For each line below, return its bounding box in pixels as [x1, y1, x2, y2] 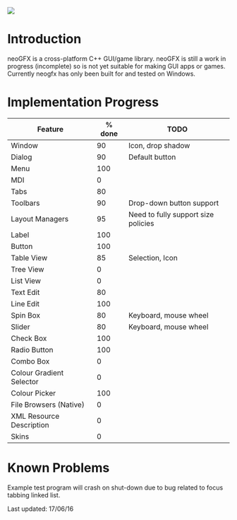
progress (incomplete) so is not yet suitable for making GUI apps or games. [7, 62, 226, 70]
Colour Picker [11, 388, 56, 398]
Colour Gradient [11, 368, 64, 378]
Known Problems [7, 460, 110, 476]
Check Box [11, 333, 47, 343]
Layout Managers [11, 214, 69, 224]
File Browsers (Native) [11, 400, 85, 410]
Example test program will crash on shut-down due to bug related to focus [7, 483, 224, 492]
